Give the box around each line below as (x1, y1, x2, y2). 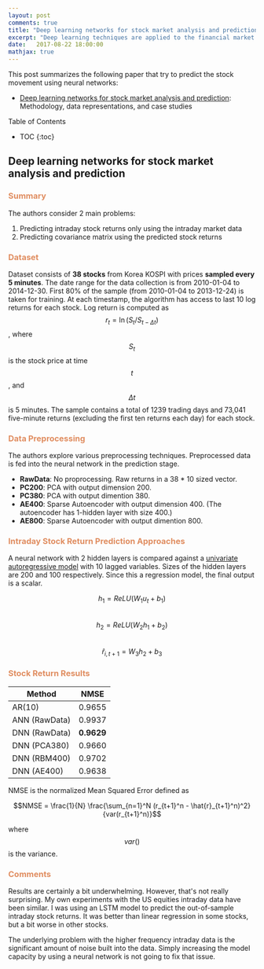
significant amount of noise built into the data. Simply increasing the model (8, 944, 251, 953)
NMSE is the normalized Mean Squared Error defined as (8, 785, 189, 795)
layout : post (8, 11, 51, 20)
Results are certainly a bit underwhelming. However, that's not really (8, 886, 229, 896)
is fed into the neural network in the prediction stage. (8, 459, 180, 468)
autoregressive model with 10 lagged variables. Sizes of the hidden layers (8, 562, 247, 571)
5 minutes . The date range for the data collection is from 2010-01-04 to (8, 277, 240, 287)
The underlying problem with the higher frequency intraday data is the (8, 935, 236, 945)
